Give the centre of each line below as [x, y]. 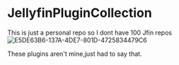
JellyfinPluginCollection [80, 13]
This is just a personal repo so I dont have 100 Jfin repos [89, 32]
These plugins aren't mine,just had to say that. [75, 54]
